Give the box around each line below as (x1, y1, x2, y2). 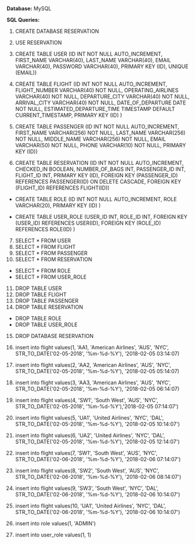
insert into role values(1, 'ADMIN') (15, 520, 96, 527)
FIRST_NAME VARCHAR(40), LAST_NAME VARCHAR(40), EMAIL (15, 57, 172, 63)
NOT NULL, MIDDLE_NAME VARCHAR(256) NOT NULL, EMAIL (15, 136, 166, 143)
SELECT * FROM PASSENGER (15, 249, 88, 256)
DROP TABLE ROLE (15, 315, 62, 322)
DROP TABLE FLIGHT (15, 291, 67, 298)
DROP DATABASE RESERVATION (15, 333, 94, 339)
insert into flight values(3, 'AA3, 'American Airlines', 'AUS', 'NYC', (15, 379, 172, 386)
